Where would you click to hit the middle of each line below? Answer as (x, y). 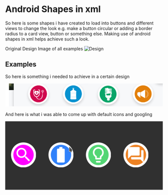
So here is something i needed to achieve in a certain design (67, 76)
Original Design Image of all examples (44, 48)
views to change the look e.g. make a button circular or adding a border (79, 28)
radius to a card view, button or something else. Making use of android (78, 33)
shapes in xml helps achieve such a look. (47, 39)
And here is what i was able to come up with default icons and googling (79, 114)
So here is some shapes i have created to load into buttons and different (79, 23)
